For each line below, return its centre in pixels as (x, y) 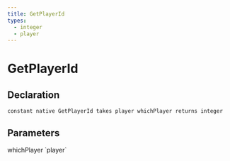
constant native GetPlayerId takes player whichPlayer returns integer (115, 111)
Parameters (34, 133)
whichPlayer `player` (37, 150)
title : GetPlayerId (36, 14)
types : (17, 21)
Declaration (34, 95)
